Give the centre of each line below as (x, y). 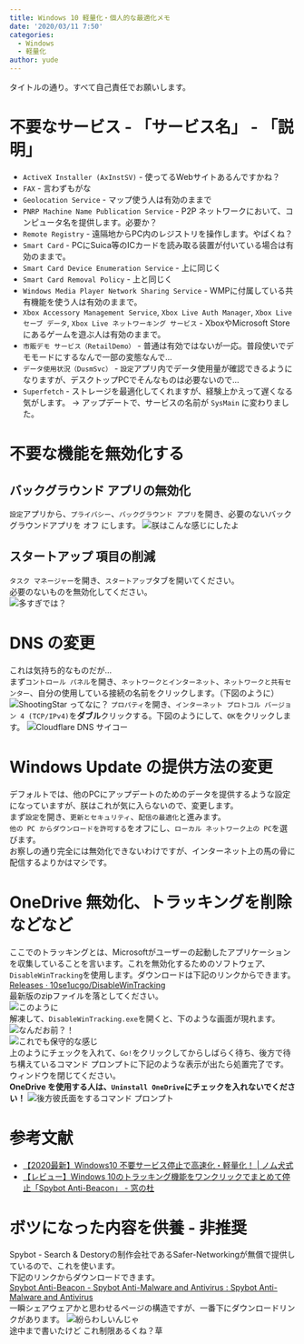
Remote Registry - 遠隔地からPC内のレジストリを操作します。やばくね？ (157, 234)
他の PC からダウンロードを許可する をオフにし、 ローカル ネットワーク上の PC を (145, 827)
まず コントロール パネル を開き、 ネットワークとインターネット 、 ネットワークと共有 (147, 681)
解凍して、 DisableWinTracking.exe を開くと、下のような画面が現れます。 (145, 1018)
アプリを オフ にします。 (94, 525)
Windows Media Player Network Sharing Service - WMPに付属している (154, 290)
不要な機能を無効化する (97, 454)
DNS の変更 (52, 643)
